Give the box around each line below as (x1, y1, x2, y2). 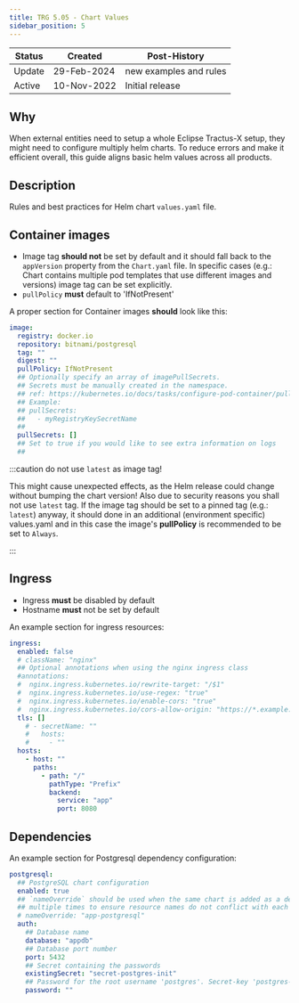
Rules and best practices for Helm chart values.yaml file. (9, 201, 217, 212)
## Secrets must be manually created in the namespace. (17, 381, 229, 390)
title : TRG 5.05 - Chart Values (9, 12, 129, 22)
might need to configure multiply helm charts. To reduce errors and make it (9, 143, 285, 153)
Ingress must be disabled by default (21, 594, 156, 606)
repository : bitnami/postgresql (17, 339, 138, 348)
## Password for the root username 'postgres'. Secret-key (25, 977, 249, 987)
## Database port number (25, 944, 117, 953)
